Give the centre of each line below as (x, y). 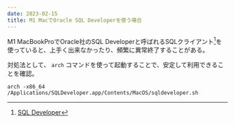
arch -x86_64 (26, 87)
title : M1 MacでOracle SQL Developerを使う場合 (74, 20)
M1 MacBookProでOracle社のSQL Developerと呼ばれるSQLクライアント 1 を (115, 41)
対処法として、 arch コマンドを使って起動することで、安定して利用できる (113, 65)
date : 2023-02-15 (33, 14)
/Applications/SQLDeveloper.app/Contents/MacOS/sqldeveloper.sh (103, 93)
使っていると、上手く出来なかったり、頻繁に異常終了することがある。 (108, 50)
